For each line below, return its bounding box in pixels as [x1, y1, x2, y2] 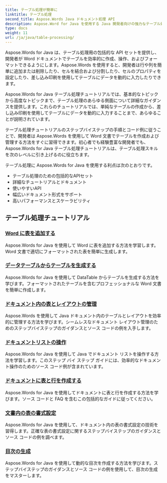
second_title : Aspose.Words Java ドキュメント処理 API [5, 16, 115, 21]
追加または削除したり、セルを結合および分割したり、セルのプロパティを [13, 68, 162, 74]
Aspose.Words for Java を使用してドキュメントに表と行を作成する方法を [5, 389, 155, 395]
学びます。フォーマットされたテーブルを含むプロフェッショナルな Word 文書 [5, 280, 162, 287]
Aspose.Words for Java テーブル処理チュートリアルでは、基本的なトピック [5, 91, 159, 97]
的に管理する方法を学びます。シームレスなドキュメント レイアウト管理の [5, 319, 154, 325]
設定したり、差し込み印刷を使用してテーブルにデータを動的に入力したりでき [5, 74, 162, 80]
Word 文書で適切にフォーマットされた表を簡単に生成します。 [5, 248, 130, 254]
